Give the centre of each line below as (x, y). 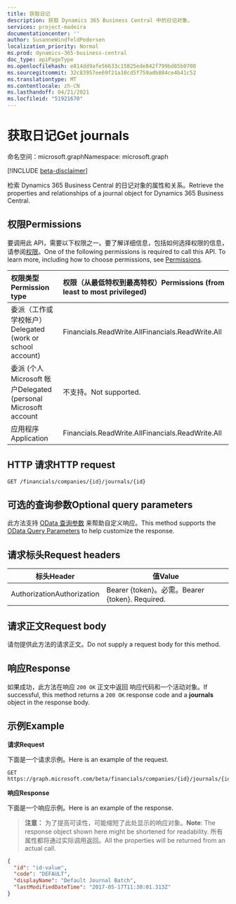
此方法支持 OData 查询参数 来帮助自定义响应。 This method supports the (112, 523)
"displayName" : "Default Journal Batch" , (75, 881)
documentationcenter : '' (44, 33)
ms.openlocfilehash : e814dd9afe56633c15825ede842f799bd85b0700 (102, 66)
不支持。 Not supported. (102, 392)
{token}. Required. (136, 599)
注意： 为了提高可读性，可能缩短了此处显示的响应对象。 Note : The (120, 822)
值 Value (165, 576)
